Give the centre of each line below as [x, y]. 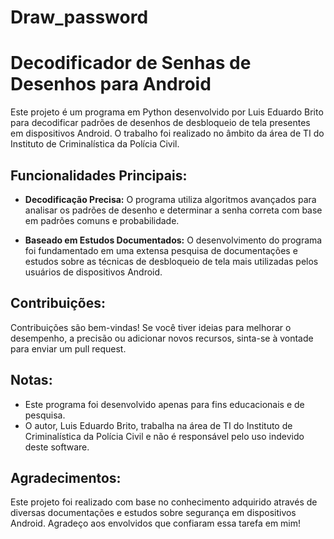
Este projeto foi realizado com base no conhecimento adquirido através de [164, 502]
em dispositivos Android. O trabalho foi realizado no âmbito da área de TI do [167, 133]
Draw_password [79, 17]
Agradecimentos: [66, 477]
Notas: [31, 380]
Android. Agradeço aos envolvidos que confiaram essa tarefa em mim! [156, 523]
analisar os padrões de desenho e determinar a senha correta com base [173, 210]
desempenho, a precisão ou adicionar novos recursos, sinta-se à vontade [162, 338]
